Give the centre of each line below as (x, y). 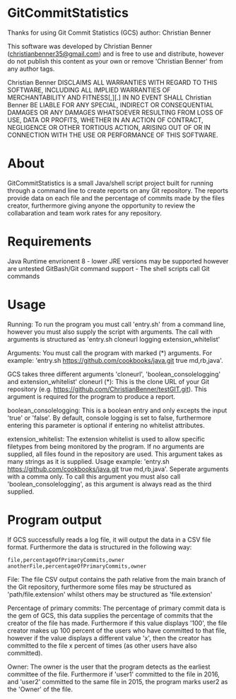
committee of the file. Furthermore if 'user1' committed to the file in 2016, (114, 674)
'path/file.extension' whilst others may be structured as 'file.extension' (110, 594)
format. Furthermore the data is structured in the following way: (100, 547)
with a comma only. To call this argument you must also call (94, 476)
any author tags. (31, 68)
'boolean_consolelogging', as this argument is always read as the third (110, 484)
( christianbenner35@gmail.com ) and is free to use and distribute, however (116, 54)
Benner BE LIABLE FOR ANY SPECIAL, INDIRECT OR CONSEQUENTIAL (111, 104)
